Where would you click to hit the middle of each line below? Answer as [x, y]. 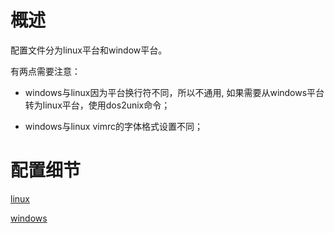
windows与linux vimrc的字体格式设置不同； [113, 126]
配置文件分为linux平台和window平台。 [89, 50]
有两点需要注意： [45, 71]
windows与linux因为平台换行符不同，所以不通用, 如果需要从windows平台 [174, 92]
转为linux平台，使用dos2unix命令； [97, 105]
